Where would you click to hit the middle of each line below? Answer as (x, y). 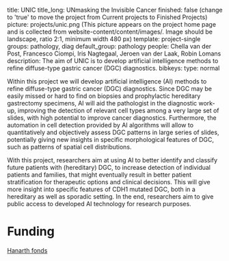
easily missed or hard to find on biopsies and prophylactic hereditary (104, 96)
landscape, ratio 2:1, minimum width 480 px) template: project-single (104, 39)
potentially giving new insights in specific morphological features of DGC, (110, 139)
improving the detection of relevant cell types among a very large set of (119, 110)
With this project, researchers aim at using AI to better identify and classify (112, 160)
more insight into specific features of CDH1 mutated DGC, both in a (102, 189)
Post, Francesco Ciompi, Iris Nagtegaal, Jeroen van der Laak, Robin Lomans (114, 53)
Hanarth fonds (27, 250)
